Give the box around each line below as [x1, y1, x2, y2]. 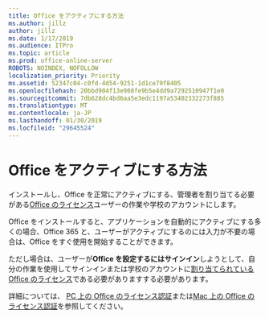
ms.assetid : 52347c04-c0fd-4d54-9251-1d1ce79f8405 [8, 79, 181, 87]
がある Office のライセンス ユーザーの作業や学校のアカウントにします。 [8, 199, 241, 209]
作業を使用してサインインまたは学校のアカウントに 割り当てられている [22, 263, 255, 274]
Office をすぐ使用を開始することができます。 [29, 237, 178, 246]
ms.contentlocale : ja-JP [8, 109, 92, 118]
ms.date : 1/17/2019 [8, 34, 74, 43]
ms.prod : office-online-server [8, 57, 113, 65]
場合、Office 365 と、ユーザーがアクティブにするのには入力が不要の [22, 226, 249, 236]
